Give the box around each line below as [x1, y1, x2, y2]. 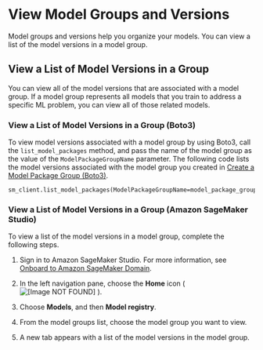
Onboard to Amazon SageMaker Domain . [19, 264, 153, 273]
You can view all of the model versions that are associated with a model [8, 83, 240, 93]
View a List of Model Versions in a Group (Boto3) [8, 119, 196, 130]
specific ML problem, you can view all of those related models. [8, 100, 211, 109]
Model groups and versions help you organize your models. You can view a [8, 31, 250, 41]
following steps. [8, 240, 59, 250]
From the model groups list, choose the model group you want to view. [19, 318, 247, 327]
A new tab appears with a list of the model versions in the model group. [19, 333, 250, 342]
